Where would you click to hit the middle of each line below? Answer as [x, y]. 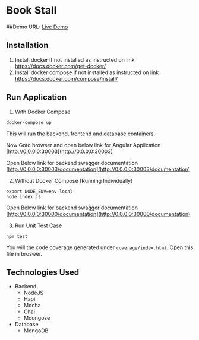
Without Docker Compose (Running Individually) [74, 180]
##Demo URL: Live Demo [37, 27]
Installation [27, 45]
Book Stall [31, 10]
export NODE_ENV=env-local [40, 191]
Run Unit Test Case [38, 225]
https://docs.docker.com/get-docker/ [60, 66]
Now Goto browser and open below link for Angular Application [83, 145]
